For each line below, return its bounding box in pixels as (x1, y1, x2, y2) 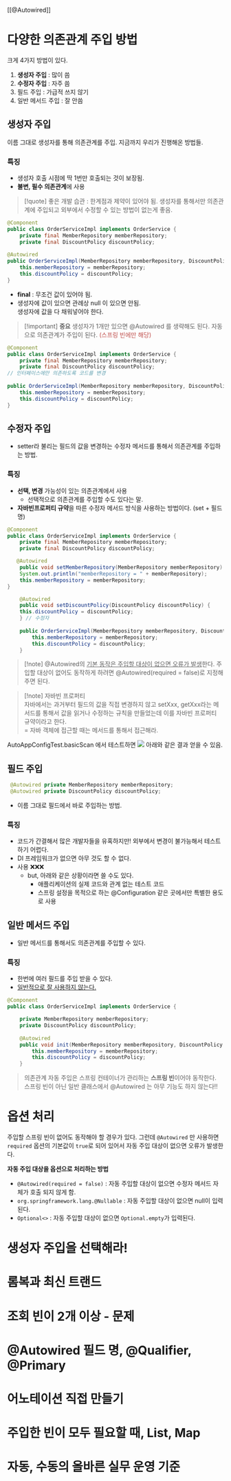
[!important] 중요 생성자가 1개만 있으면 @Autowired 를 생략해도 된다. (23, 322, 210, 330)
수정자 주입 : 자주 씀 (16, 79, 71, 87)
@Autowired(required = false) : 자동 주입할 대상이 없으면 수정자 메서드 (16, 1179, 212, 1188)
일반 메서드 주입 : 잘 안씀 (16, 96, 84, 105)
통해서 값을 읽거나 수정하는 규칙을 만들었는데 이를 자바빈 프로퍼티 (42, 709, 217, 717)
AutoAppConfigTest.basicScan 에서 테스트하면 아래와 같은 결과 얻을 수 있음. (7, 740, 223, 749)
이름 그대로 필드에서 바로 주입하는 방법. (16, 801, 122, 809)
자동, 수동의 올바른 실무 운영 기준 (7, 1459, 181, 1475)
